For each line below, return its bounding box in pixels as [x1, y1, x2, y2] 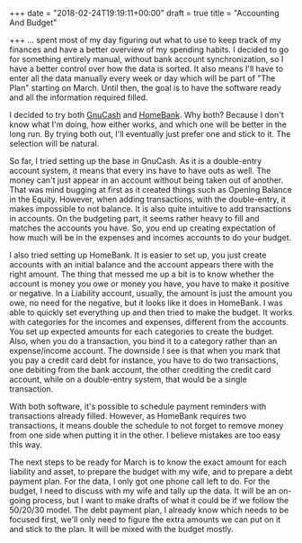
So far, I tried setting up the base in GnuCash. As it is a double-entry [9, 156, 262, 166]
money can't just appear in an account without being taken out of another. [9, 175, 284, 186]
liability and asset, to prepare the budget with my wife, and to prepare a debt [9, 466, 293, 476]
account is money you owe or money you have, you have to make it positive [9, 278, 289, 289]
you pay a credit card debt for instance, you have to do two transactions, [9, 355, 279, 366]
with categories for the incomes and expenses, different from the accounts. [9, 317, 289, 327]
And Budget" [9, 17, 58, 28]
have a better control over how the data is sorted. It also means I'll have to [9, 63, 284, 74]
